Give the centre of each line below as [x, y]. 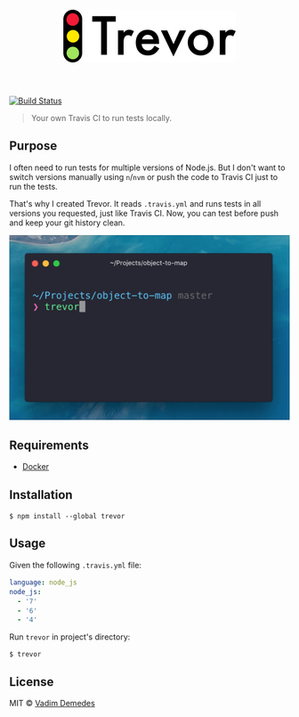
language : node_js [43, 583]
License [32, 682]
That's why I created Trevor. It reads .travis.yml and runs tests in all [135, 203]
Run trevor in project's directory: [70, 637]
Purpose [33, 146]
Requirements [49, 445]
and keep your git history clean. [67, 223]
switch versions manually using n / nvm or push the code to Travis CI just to [144, 176]
